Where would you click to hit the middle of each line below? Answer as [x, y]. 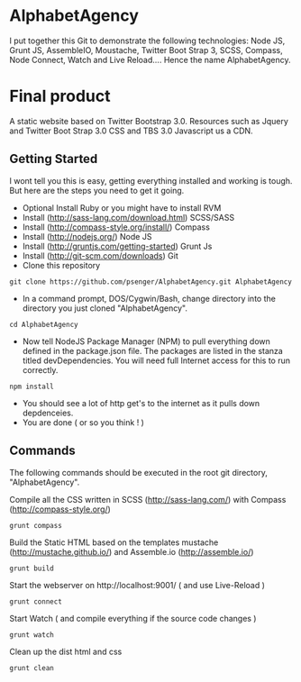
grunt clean [32, 668]
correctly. [40, 369]
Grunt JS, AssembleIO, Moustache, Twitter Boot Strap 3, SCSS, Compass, [146, 50]
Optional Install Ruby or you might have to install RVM [122, 207]
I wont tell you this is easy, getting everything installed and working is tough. [151, 180]
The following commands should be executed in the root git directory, [138, 472]
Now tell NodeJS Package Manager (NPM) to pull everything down [146, 341]
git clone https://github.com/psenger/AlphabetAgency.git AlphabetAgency [151, 282]
